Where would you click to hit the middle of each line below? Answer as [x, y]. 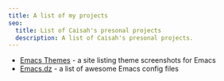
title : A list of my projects [58, 15]
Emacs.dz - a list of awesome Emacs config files [99, 69]
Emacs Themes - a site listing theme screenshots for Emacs [118, 60]
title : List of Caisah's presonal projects [88, 30]
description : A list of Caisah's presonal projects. [104, 38]
